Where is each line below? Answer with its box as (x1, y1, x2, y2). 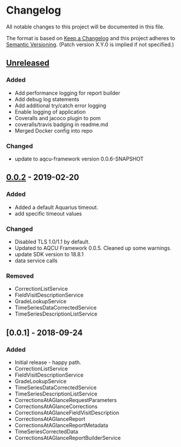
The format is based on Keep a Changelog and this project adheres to (6, 34, 176, 41)
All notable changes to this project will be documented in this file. (6, 23, 165, 30)
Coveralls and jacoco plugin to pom (14, 114, 101, 121)
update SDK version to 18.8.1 (14, 250, 84, 258)
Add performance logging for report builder (14, 89, 121, 97)
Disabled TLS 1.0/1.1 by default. (14, 238, 90, 245)
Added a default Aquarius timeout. (14, 204, 98, 211)
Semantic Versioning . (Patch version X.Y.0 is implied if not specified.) (6, 41, 175, 48)
